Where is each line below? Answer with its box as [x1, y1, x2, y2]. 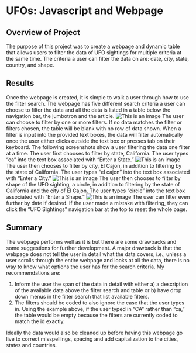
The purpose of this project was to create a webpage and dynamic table [6, 43, 180, 50]
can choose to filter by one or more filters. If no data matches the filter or [6, 119, 183, 126]
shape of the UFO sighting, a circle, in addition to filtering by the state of [6, 181, 180, 188]
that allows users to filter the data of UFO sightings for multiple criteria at [6, 49, 182, 56]
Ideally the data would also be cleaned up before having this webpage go [6, 329, 183, 336]
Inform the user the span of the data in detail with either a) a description [14, 281, 188, 288]
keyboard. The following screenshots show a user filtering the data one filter [6, 143, 190, 150]
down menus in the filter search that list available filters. [14, 293, 150, 300]
